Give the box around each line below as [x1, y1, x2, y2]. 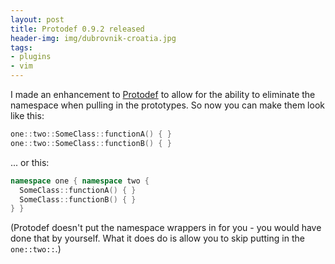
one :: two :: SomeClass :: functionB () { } [10, 138, 172, 148]
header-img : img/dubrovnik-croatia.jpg [10, 33, 177, 43]
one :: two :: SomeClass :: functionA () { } [10, 129, 172, 139]
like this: [10, 110, 45, 121]
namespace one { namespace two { [10, 176, 150, 186]
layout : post [10, 14, 65, 25]
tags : [10, 42, 33, 53]
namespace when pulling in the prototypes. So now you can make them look [10, 99, 325, 111]
